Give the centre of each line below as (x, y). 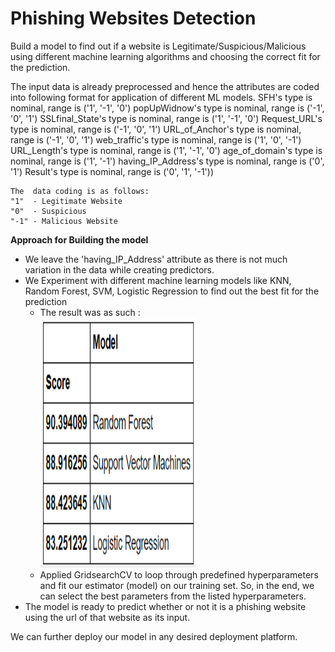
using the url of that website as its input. (107, 617)
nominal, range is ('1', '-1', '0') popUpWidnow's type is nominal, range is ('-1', (167, 108)
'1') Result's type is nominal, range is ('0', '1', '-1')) (112, 171)
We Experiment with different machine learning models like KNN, (158, 280)
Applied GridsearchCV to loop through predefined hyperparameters (179, 574)
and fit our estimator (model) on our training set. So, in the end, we (177, 585)
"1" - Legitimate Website (66, 201)
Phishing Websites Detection (133, 18)
